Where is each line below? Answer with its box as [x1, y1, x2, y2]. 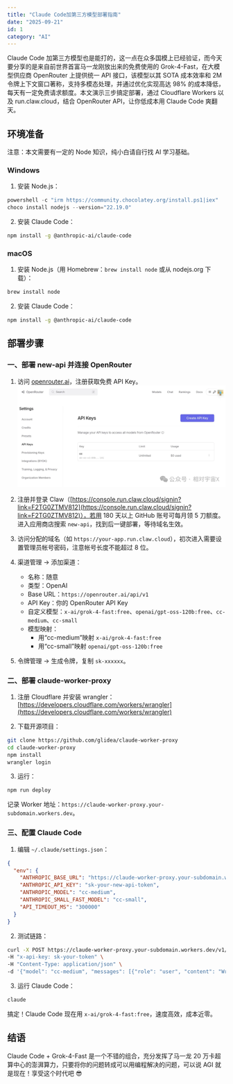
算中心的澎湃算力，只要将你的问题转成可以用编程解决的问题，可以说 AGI [7, 1060, 214, 1069]
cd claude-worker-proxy [7, 744, 76, 751]
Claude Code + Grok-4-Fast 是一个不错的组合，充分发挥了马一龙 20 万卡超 [7, 1051, 221, 1060]
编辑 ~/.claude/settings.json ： [17, 845, 110, 853]
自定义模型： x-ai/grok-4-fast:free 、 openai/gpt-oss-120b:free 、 [27, 607, 216, 615]
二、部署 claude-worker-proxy [7, 676, 112, 685]
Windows [7, 165, 40, 175]
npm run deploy [7, 787, 51, 794]
